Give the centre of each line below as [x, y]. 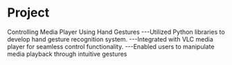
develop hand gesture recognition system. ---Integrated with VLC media [110, 39]
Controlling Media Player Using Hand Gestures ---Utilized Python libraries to [116, 32]
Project [28, 13]
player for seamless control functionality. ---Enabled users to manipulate [111, 46]
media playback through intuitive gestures [67, 54]
